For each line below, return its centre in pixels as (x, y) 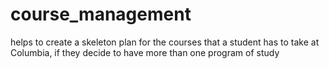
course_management (101, 14)
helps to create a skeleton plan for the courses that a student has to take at (165, 42)
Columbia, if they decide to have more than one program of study (145, 52)
